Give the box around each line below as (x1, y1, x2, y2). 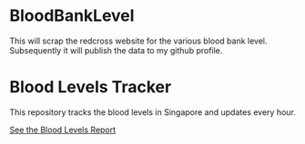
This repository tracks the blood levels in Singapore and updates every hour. (9, 106, 296, 118)
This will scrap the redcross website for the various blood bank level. (9, 35, 268, 46)
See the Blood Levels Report (9, 124, 117, 135)
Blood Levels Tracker (9, 77, 172, 98)
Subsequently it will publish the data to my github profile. (9, 44, 223, 55)
